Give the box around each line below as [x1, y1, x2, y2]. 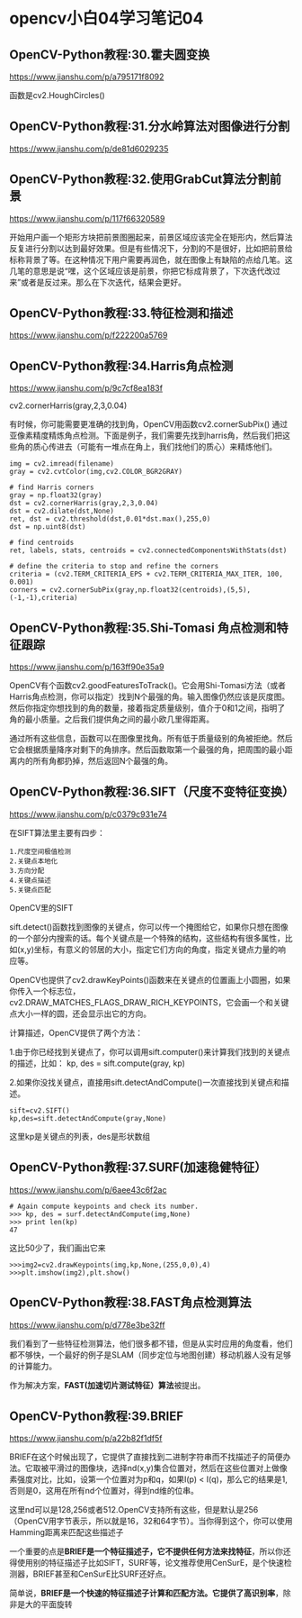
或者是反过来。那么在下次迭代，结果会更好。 [21, 277, 187, 287]
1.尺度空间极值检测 [9, 847, 72, 856]
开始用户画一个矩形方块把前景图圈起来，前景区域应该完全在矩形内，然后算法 [9, 232, 293, 242]
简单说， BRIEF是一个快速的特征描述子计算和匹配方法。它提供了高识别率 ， [9, 1587, 284, 1599]
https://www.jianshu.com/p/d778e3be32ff [9, 1319, 165, 1330]
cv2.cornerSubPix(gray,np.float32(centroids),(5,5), [49, 586, 252, 595]
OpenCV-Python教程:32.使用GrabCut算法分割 [9, 172, 270, 187]
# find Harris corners [9, 483, 94, 492]
